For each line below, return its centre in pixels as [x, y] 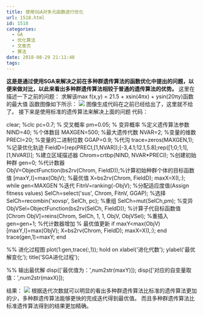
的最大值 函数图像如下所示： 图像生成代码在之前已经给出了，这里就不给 [100, 104]
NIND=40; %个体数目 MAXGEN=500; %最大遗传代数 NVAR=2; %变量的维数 [101, 132]
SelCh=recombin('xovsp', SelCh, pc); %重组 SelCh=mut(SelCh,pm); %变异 [100, 200]
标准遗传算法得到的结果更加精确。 [49, 306]
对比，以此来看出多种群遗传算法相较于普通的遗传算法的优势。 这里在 [109, 88]
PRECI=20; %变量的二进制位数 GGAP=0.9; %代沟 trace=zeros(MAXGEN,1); [100, 140]
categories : [21, 29]
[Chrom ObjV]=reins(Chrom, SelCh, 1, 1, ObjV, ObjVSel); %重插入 [87, 216]
